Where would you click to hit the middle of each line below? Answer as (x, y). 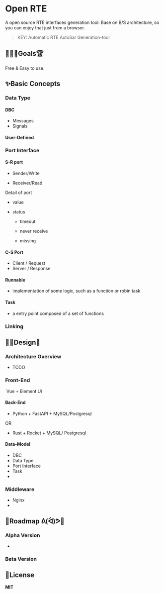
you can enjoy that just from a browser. (45, 27)
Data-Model (18, 444)
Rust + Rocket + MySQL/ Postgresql (49, 433)
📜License (20, 575)
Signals (20, 126)
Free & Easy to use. (25, 68)
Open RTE (26, 9)
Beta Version (21, 559)
